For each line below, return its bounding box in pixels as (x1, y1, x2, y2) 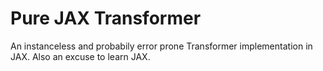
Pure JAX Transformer (10, 7, 202, 30)
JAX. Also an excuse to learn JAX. (10, 50, 151, 62)
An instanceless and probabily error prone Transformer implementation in (10, 40, 313, 52)
